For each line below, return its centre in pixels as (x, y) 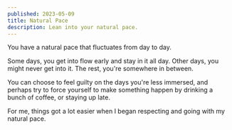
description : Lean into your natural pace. (73, 27)
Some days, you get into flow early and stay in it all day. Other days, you (113, 61)
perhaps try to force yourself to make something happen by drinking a (110, 90)
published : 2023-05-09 (41, 14)
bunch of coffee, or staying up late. (59, 97)
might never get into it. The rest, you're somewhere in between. (100, 69)
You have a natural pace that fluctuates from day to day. (90, 48)
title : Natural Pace (38, 21)
